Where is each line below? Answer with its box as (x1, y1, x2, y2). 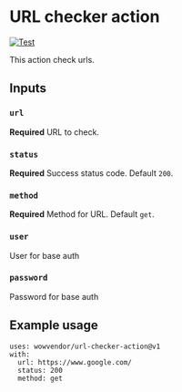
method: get (17, 374, 64, 383)
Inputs (9, 80, 47, 97)
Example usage (9, 317, 98, 334)
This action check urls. (9, 54, 96, 65)
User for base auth (9, 250, 80, 261)
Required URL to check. (9, 126, 100, 138)
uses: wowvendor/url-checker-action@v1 (9, 342, 161, 351)
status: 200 (17, 366, 64, 375)
